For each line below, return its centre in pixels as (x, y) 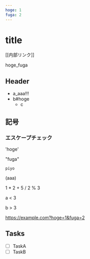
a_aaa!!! (21, 94)
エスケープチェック (29, 138)
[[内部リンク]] (20, 55)
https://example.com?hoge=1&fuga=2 (45, 218)
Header (17, 81)
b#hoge (21, 99)
